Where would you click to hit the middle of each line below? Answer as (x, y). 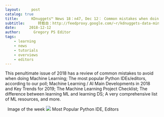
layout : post (23, 10)
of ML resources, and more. (33, 99)
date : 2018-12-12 (28, 28)
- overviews (26, 55)
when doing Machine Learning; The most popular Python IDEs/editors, (76, 78)
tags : (10, 37)
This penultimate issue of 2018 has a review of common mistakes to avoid (79, 73)
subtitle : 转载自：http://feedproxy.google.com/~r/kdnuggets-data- (79, 23)
